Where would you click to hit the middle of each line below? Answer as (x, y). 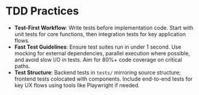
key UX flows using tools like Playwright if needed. (77, 85)
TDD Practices (42, 11)
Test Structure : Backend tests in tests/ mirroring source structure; (97, 72)
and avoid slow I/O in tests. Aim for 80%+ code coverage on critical (98, 60)
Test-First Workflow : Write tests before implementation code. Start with (104, 28)
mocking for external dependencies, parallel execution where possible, (102, 53)
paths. (22, 66)
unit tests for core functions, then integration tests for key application (100, 34)
